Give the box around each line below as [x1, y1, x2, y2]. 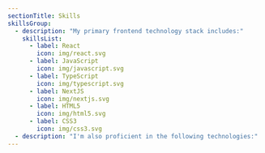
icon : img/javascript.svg [36, 65, 125, 73]
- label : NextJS [28, 87, 84, 96]
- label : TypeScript [28, 72, 99, 80]
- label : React [28, 42, 81, 50]
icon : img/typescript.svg [36, 79, 125, 87]
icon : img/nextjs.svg [36, 95, 110, 103]
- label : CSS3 [28, 117, 78, 125]
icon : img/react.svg [36, 49, 106, 57]
